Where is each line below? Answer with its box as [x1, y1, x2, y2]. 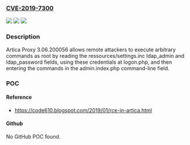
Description [6, 33, 40, 41]
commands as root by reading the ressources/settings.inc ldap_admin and [6, 52, 185, 59]
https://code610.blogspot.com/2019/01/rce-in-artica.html [14, 106, 152, 113]
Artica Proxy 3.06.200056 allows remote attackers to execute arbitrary [6, 46, 176, 53]
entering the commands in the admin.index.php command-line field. [6, 64, 170, 71]
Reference [6, 94, 32, 101]
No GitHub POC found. [6, 133, 61, 140]
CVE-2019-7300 [6, 4, 54, 12]
